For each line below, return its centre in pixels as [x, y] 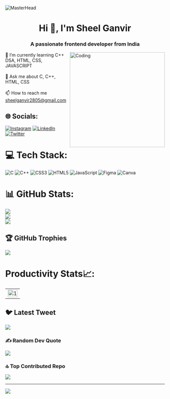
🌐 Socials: [22, 116]
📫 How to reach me [26, 93]
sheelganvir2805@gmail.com [36, 100]
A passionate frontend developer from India [85, 44]
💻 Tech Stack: [36, 155]
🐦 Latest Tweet [31, 313]
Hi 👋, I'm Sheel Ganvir [85, 28]
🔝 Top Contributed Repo [35, 366]
